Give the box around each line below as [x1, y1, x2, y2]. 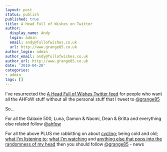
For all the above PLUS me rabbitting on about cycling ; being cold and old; [5, 130, 158, 136]
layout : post [5, 7, 32, 12]
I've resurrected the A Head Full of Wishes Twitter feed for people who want [5, 90, 162, 96]
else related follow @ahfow [5, 120, 61, 126]
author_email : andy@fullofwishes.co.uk [5, 53, 88, 59]
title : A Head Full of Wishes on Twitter [5, 21, 93, 26]
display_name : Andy [9, 30, 50, 35]
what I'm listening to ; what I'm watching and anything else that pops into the [5, 135, 162, 141]
